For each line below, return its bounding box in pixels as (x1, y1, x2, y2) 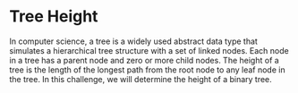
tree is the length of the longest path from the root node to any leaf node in (9, 64, 285, 75)
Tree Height (9, 6, 98, 27)
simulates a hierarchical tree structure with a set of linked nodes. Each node (9, 45, 289, 55)
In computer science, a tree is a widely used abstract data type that (9, 36, 258, 46)
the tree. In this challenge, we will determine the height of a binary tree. (9, 73, 273, 84)
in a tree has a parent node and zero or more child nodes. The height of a (9, 55, 279, 65)
